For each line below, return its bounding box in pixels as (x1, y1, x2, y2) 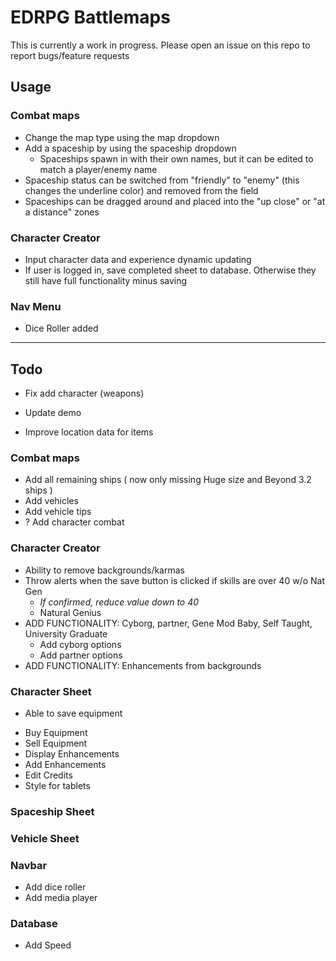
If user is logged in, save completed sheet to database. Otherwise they (24, 264, 317, 276)
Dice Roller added (24, 322, 99, 335)
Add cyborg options (39, 638, 122, 650)
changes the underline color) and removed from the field (24, 184, 259, 196)
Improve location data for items (24, 426, 154, 438)
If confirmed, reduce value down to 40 (39, 596, 200, 608)
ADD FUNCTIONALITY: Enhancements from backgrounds (24, 659, 262, 671)
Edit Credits (24, 769, 73, 781)
